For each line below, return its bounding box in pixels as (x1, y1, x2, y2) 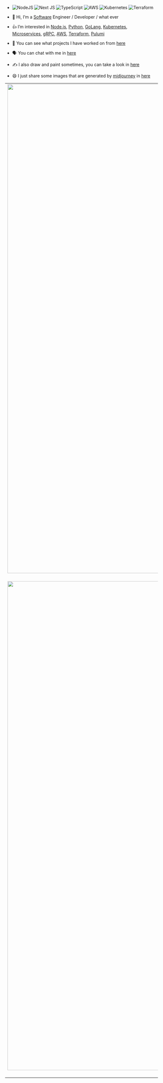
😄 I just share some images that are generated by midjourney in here (12, 73, 150, 79)
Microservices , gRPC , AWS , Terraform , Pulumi (12, 31, 105, 37)
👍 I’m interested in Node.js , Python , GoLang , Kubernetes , (12, 24, 128, 29)
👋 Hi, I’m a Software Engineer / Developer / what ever (12, 14, 119, 20)
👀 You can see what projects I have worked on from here (12, 40, 126, 46)
